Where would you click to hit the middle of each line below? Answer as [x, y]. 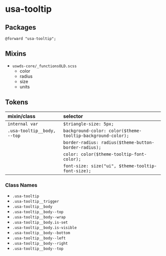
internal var [23, 124]
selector [73, 116]
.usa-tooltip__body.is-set [40, 222]
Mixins [16, 54]
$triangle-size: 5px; [89, 124]
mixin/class [21, 116]
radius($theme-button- [128, 142]
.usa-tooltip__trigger [36, 201]
